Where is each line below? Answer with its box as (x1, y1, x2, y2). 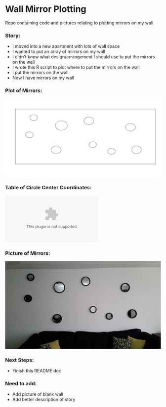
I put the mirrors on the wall (12, 70, 69, 76)
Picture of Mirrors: (5, 249, 50, 256)
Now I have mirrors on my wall (12, 75, 74, 81)
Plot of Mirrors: (5, 87, 42, 94)
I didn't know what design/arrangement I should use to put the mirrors (12, 54, 155, 60)
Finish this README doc (12, 367, 62, 373)
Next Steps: (5, 357, 34, 364)
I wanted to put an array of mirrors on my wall (12, 48, 105, 55)
